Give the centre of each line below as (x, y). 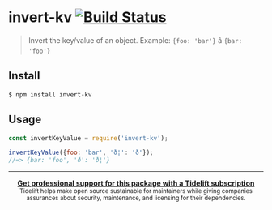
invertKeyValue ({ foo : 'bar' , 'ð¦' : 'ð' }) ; (81, 153)
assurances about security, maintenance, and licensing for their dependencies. (136, 199)
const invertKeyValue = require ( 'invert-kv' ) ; (88, 138)
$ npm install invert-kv (50, 94)
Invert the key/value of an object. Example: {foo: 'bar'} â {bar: (135, 40)
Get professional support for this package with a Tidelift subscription (136, 183)
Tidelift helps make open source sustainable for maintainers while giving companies (136, 191)
